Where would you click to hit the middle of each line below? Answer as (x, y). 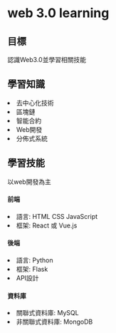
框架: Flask (32, 270)
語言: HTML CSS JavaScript (57, 216)
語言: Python (35, 260)
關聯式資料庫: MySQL (48, 313)
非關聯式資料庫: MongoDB (55, 322)
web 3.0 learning (58, 13)
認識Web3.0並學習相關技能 (47, 60)
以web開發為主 (29, 181)
